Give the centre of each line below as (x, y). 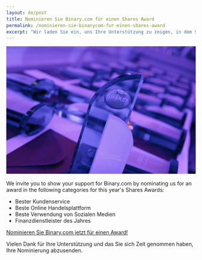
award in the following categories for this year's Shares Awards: (85, 190)
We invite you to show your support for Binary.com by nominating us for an (99, 183)
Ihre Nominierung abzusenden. (44, 250)
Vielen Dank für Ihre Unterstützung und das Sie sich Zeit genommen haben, (100, 244)
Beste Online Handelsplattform (53, 208)
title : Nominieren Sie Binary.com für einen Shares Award (80, 19)
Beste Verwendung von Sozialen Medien (65, 214)
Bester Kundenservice (42, 201)
